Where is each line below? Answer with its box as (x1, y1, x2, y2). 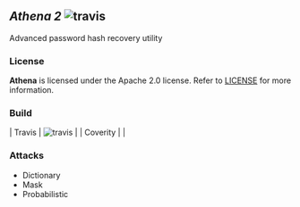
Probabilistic (21, 188, 69, 199)
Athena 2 (9, 9, 62, 24)
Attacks (9, 149, 45, 161)
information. (9, 85, 55, 95)
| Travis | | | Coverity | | (9, 127, 126, 138)
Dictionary (21, 170, 61, 180)
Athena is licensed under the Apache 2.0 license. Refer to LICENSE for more (9, 75, 292, 86)
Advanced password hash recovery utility (9, 32, 163, 43)
